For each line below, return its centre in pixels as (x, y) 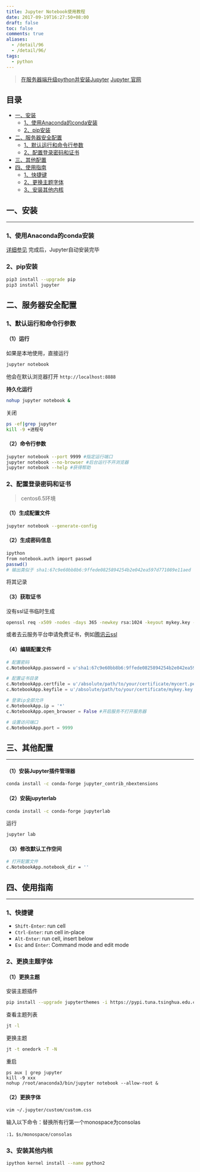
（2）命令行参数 (26, 444)
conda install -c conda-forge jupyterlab (58, 811)
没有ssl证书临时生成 (31, 611)
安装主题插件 (22, 991)
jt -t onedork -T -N (32, 1049)
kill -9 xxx (21, 1078)
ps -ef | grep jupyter (32, 424)
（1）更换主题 (23, 977)
